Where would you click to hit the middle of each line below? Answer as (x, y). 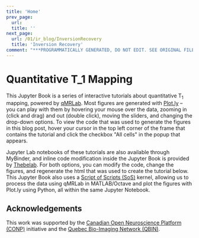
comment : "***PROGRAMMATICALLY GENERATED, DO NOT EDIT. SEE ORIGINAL (94, 50)
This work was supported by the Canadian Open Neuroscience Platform (94, 223)
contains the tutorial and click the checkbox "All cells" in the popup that (93, 135)
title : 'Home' (24, 12)
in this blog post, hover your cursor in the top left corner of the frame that (96, 128)
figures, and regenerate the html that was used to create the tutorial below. (97, 171)
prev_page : (20, 17)
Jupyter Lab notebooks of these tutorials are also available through (88, 152)
